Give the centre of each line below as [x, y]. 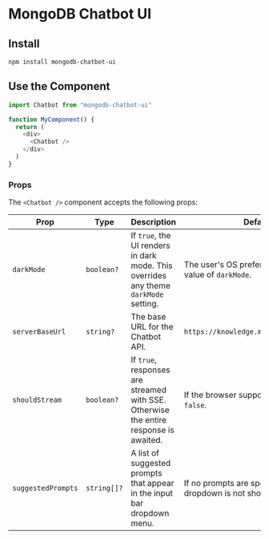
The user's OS [211, 265]
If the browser [210, 395]
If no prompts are [216, 484]
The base [149, 317]
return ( [30, 127]
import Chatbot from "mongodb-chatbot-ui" [80, 105]
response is [153, 430]
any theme [151, 286]
